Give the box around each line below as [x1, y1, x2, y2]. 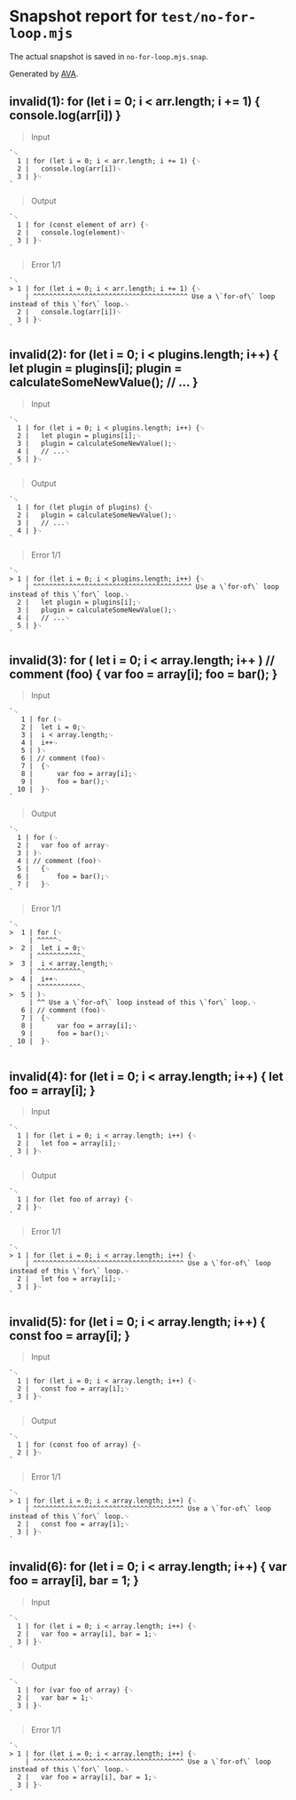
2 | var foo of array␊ [17, 841, 111, 850]
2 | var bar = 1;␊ [17, 1693, 95, 1702]
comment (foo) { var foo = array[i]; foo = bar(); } [9, 666, 278, 681]
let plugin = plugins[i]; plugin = [9, 361, 183, 377]
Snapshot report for [9, 6, 158, 27]
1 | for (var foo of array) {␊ [17, 1685, 135, 1694]
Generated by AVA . [9, 68, 79, 79]
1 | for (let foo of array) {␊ [17, 1195, 135, 1204]
